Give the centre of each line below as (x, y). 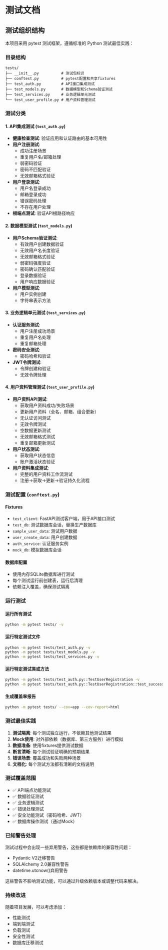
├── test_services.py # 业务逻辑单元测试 (50, 95)
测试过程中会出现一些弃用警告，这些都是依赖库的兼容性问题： (69, 847)
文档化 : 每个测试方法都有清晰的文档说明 (53, 764)
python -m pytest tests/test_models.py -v (50, 652)
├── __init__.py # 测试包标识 (45, 73)
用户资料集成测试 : (30, 468)
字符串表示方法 (35, 300)
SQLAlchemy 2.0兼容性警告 (40, 864)
